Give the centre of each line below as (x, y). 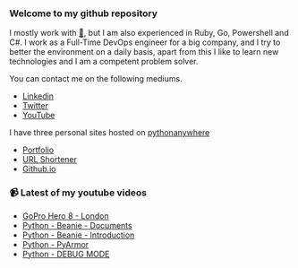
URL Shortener (50, 160)
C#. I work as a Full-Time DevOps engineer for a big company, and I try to (145, 42)
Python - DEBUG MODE (66, 254)
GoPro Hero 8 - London (65, 216)
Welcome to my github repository (84, 13)
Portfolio (38, 150)
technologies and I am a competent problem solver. (104, 62)
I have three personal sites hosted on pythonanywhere (110, 133)
